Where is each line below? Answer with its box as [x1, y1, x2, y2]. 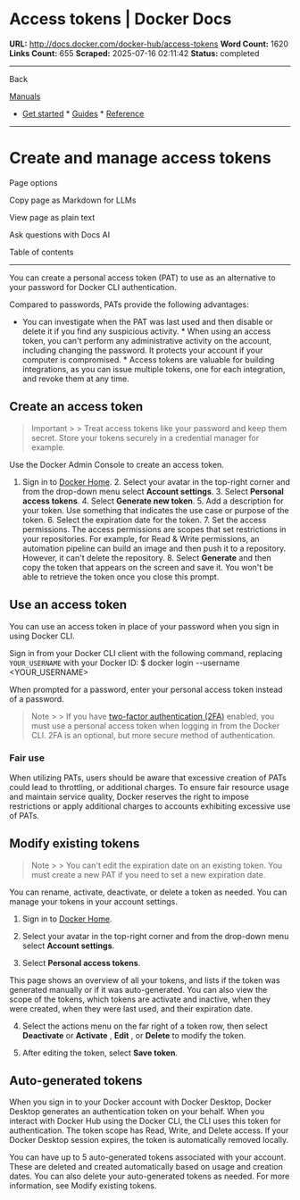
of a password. [9, 693, 64, 704]
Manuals [9, 90, 41, 102]
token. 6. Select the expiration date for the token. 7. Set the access [21, 514, 267, 525]
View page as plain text [9, 212, 96, 222]
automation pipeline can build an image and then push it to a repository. [21, 543, 287, 554]
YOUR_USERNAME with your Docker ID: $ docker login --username [9, 657, 240, 668]
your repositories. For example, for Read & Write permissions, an [21, 533, 261, 544]
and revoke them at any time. [21, 373, 129, 384]
